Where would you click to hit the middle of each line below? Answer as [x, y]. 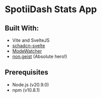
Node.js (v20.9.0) [31, 84]
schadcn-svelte [29, 46]
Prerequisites [27, 72]
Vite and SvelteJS [31, 40]
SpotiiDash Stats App [51, 9]
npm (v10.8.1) [26, 90]
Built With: [22, 28]
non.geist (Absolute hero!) [40, 56]
